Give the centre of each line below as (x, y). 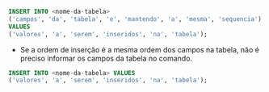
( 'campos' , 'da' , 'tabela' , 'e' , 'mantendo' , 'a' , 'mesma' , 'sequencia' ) (135, 19)
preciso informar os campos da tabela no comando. (106, 58)
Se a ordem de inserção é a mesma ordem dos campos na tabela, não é (140, 49)
